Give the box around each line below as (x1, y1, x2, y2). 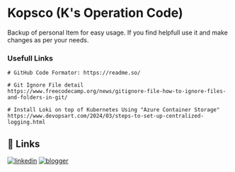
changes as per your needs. (7, 35, 89, 44)
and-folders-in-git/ (7, 94, 69, 102)
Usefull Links (7, 53, 53, 63)
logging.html (7, 118, 46, 126)
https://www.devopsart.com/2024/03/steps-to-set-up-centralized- (7, 113, 204, 120)
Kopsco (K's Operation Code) (7, 5, 183, 21)
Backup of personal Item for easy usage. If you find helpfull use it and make (7, 28, 228, 37)
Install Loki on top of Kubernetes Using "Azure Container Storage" (13, 106, 220, 113)
